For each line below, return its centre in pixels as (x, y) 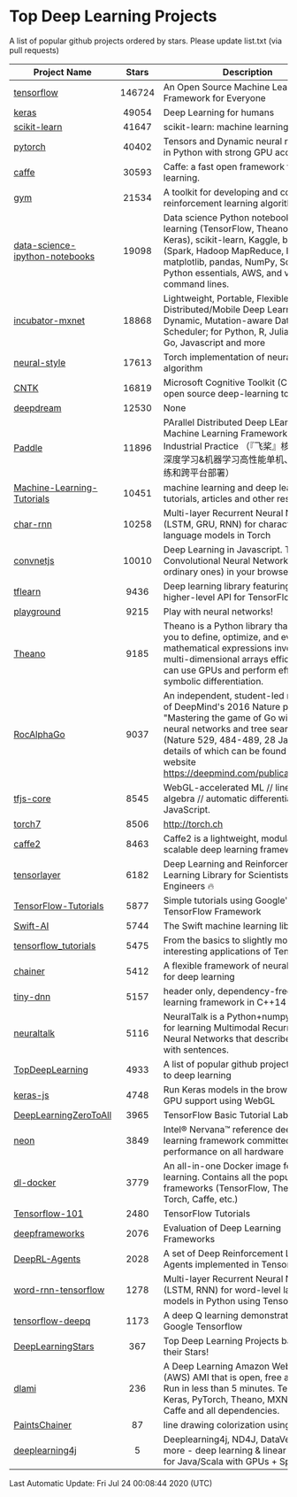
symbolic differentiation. (213, 681)
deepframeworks (49, 1233)
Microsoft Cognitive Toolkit (219, 382)
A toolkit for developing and (221, 192)
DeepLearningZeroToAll (63, 1115)
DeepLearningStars (54, 1346)
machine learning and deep (220, 487)
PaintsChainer (43, 1424)
